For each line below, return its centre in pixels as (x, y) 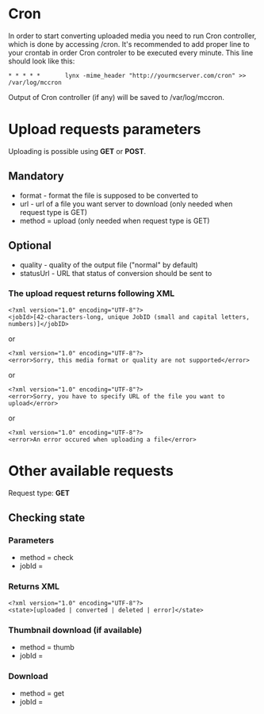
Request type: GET (39, 493)
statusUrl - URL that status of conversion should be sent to (116, 273)
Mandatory (36, 177)
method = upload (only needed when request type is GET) (115, 221)
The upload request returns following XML (92, 294)
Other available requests (91, 471)
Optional (30, 246)
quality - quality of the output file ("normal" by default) (109, 265)
